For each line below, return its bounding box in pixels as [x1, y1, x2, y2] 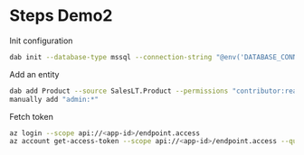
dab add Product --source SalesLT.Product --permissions [9, 87, 229, 96]
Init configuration [9, 35, 73, 46]
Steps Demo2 [9, 5, 113, 26]
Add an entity [9, 68, 60, 79]
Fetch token [9, 111, 54, 122]
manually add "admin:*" [9, 95, 100, 104]
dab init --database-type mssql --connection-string [9, 52, 213, 61]
